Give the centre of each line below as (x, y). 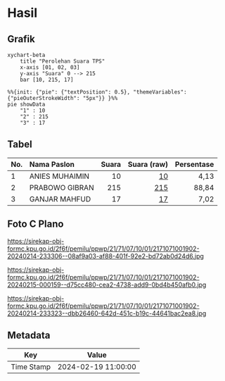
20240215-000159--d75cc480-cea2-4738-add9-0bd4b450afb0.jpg (107, 285)
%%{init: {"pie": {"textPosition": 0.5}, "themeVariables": (97, 92)
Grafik (21, 39)
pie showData (26, 104)
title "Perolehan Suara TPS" (63, 61)
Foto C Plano (36, 224)
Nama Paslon (52, 164)
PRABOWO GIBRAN (62, 187)
